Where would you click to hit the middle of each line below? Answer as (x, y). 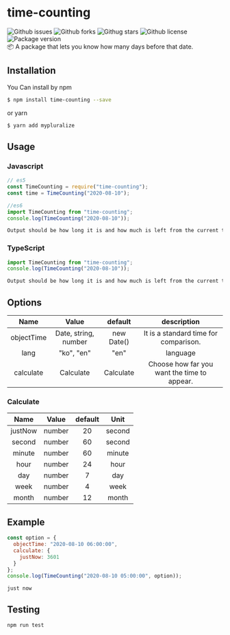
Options (25, 302)
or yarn (17, 113)
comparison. (181, 342)
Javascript (25, 166)
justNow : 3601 (39, 557)
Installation (31, 71)
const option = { (32, 538)
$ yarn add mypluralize (41, 125)
